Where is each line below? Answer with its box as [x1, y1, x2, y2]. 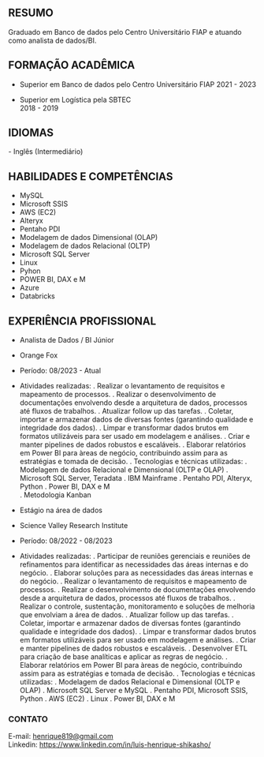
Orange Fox [19, 350, 58, 360]
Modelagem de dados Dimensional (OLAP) [19, 233, 158, 242]
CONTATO [8, 714, 49, 725]
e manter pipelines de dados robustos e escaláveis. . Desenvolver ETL [19, 643, 248, 654]
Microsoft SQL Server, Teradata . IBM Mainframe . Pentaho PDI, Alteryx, [19, 474, 253, 483]
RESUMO [8, 6, 54, 20]
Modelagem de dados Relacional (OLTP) [19, 241, 151, 251]
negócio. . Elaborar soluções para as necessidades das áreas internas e [19, 568, 254, 578]
